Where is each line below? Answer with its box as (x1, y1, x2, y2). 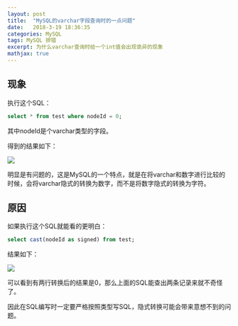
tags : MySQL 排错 (7, 37, 57, 44)
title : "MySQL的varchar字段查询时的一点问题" (7, 17, 136, 24)
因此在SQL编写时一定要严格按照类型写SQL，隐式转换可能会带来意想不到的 (7, 303, 225, 311)
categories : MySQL (7, 30, 62, 38)
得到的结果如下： (7, 142, 58, 150)
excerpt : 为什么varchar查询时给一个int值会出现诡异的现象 (7, 43, 163, 51)
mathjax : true (7, 51, 50, 58)
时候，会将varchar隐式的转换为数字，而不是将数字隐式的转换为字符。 (7, 179, 211, 187)
